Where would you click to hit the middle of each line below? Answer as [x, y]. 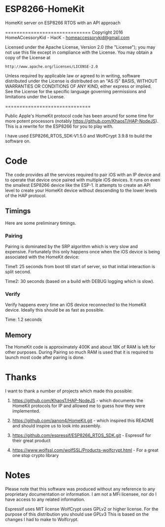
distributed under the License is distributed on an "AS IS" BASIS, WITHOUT [81, 81]
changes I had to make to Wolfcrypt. [42, 519]
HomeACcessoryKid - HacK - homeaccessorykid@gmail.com [67, 37]
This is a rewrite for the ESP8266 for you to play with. [59, 126]
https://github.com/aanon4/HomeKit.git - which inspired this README [83, 421]
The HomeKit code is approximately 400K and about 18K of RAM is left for [80, 347]
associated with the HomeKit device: [42, 257]
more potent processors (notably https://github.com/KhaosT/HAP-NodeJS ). [82, 121]
